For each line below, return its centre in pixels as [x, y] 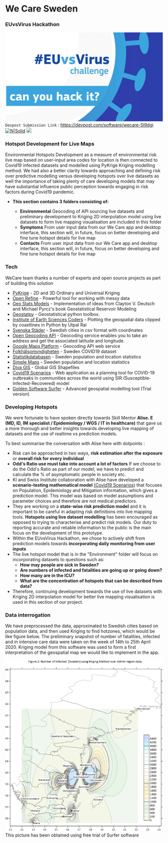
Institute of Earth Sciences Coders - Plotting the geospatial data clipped [86, 319]
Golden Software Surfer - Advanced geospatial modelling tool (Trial [82, 388]
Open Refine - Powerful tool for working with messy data [71, 298]
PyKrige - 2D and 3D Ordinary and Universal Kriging [66, 293]
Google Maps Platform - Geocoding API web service [66, 346]
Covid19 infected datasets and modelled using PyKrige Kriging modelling [80, 165]
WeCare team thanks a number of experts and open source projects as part [83, 278]
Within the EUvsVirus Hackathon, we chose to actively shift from [79, 538]
